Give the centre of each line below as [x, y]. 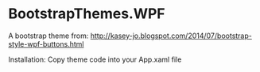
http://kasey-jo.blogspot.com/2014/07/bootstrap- [171, 36]
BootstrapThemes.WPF [87, 14]
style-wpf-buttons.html [46, 44]
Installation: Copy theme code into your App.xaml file [95, 59]
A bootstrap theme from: [49, 36]
